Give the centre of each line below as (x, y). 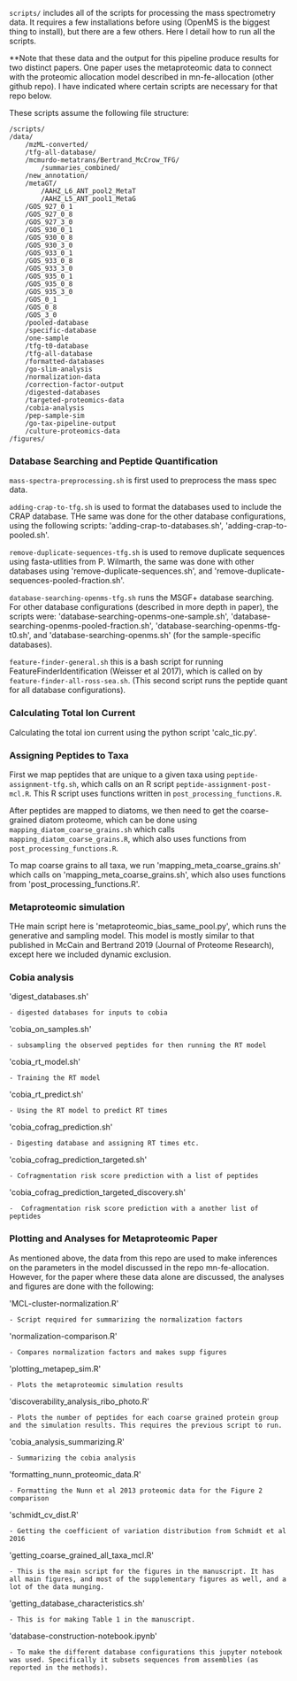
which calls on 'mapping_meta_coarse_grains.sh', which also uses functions (148, 875)
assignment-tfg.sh (43, 784)
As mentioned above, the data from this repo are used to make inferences (143, 1258)
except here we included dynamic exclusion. (90, 954)
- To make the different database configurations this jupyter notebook (146, 1652)
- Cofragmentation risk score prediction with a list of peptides (134, 1176)
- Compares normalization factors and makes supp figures (118, 1352)
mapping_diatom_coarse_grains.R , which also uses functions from (128, 838)
